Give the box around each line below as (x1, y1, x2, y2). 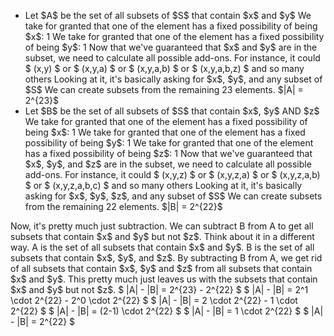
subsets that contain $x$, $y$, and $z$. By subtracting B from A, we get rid (10, 252, 323, 264)
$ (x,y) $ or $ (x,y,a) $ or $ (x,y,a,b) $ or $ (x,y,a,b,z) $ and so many (24, 63, 305, 74)
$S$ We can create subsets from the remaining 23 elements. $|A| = (24, 84, 304, 95)
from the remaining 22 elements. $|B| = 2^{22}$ (24, 201, 223, 212)
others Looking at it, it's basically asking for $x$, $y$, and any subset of (24, 73, 323, 85)
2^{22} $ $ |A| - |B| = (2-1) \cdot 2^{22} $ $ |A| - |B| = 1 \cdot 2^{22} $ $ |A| (10, 305, 324, 317)
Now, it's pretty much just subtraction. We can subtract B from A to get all (10, 220, 314, 232)
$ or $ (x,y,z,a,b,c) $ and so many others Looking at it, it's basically (24, 180, 303, 191)
